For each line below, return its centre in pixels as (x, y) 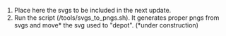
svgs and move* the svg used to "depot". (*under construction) (106, 25)
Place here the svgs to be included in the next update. (93, 10)
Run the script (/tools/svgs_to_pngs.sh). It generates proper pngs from (117, 18)
